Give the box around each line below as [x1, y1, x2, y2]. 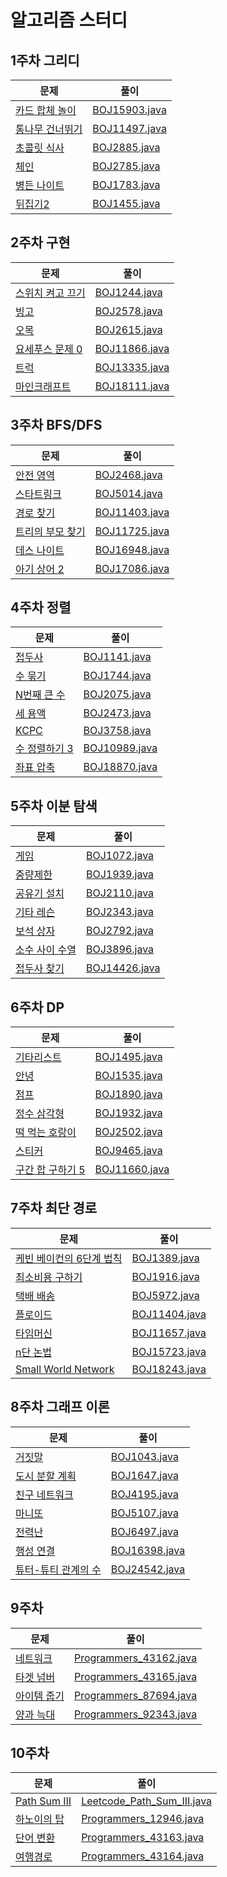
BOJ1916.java [131, 1269, 200, 1283]
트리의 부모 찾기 [15, 524, 86, 538]
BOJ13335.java [94, 360, 170, 374]
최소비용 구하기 [15, 1270, 83, 1284]
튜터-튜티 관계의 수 [15, 1562, 102, 1576]
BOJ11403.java [94, 505, 170, 519]
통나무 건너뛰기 [15, 122, 83, 136]
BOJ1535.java [94, 1069, 163, 1083]
